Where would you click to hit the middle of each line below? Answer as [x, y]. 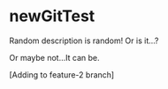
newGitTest [52, 16]
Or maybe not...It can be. [54, 57]
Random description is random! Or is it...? [84, 41]
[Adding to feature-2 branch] [62, 74]
